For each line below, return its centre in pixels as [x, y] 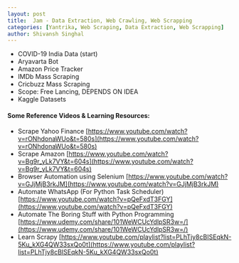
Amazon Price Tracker [50, 69]
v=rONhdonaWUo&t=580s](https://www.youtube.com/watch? [108, 139]
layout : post [27, 14]
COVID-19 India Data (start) [58, 54]
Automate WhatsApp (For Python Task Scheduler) [91, 192]
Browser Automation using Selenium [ [73, 177]
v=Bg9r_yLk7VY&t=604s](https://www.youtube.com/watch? [105, 161]
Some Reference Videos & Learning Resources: [79, 115]
